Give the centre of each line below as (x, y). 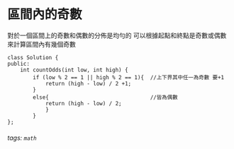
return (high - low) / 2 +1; (88, 83)
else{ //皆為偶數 (106, 97)
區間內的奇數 (45, 14)
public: (19, 64)
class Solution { (33, 57)
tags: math (22, 138)
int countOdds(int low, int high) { (74, 70)
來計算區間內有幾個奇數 (41, 44)
